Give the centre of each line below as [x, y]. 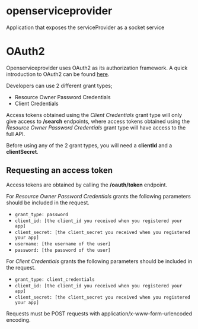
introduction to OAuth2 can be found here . [58, 74]
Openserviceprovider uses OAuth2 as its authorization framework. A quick [97, 68]
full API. [16, 134]
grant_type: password [41, 214]
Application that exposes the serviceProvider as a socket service [85, 27]
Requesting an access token [60, 170]
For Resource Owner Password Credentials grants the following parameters [98, 196]
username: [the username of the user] [63, 244]
